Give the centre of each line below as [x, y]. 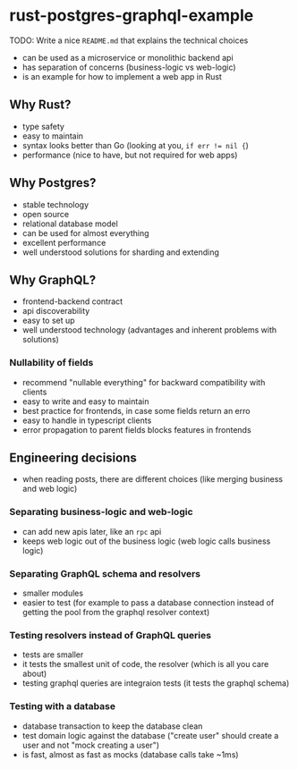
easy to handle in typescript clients [87, 420]
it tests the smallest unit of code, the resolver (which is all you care [145, 664]
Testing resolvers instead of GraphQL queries [111, 635]
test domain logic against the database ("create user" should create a [150, 735]
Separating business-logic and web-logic [102, 512]
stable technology [55, 204]
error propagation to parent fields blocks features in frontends [137, 429]
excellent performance [64, 242]
